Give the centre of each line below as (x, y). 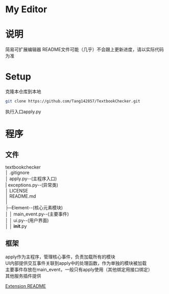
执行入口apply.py (23, 111)
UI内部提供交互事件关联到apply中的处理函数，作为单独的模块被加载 (76, 263)
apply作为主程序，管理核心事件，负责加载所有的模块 (61, 257)
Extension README (26, 286)
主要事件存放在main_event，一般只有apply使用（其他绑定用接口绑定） (79, 269)
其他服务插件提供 (23, 276)
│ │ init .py (16, 226)
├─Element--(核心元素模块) (34, 207)
